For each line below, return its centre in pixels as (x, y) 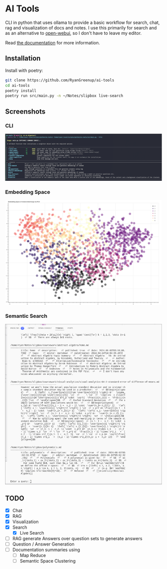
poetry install (21, 91)
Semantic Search (26, 316)
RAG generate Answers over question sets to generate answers (77, 538)
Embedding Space (28, 192)
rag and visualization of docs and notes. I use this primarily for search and (81, 27)
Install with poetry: (24, 70)
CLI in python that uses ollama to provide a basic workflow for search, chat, (83, 22)
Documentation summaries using (46, 550)
